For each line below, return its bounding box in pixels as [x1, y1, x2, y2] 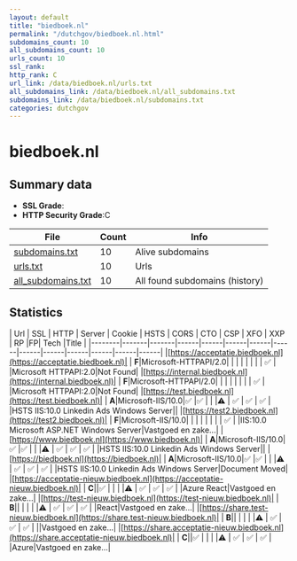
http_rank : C [9, 71, 58, 80]
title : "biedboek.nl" [9, 21, 90, 30]
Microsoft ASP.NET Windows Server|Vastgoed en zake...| [9, 425, 219, 435]
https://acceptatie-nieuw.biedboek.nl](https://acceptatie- [14, 473, 224, 484]
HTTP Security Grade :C [21, 210, 111, 221]
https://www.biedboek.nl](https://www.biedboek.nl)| [12, 434, 204, 445]
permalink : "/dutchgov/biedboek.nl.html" [9, 29, 165, 38]
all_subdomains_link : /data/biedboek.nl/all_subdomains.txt [9, 87, 237, 96]
